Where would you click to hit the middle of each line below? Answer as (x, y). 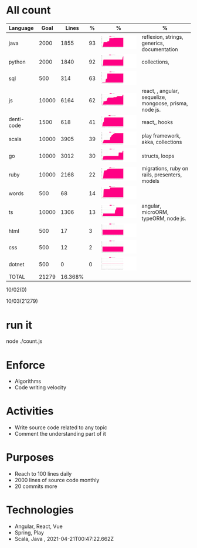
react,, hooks (157, 122)
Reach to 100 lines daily (43, 474)
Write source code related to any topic (61, 427)
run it (19, 325)
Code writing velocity (40, 387)
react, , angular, (160, 91)
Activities (30, 411)
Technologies (40, 510)
